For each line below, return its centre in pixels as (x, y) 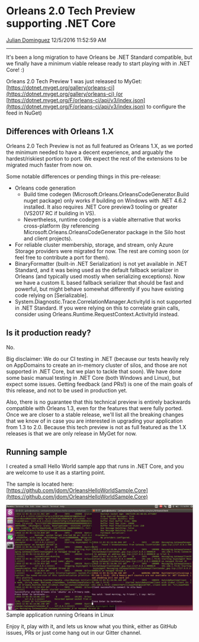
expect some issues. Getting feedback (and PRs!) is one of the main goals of (99, 384)
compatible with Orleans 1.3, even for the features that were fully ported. (94, 408)
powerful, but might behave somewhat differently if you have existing (99, 289)
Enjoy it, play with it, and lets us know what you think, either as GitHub (92, 626)
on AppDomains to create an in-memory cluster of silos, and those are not (97, 365)
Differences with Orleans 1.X (60, 132)
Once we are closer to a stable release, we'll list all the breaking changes (95, 414)
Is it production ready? (49, 333)
